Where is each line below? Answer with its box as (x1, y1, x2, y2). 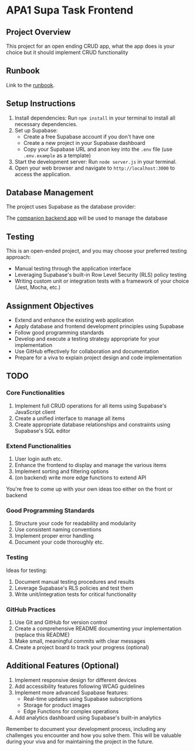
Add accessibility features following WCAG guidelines (14, 683, 145, 690)
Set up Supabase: (14, 127, 58, 134)
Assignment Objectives (6, 301, 94, 311)
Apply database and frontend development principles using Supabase (14, 323, 184, 330)
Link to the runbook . (6, 81, 55, 88)
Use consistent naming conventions (14, 526, 102, 533)
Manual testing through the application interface (14, 265, 132, 272)
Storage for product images (23, 702, 90, 709)
